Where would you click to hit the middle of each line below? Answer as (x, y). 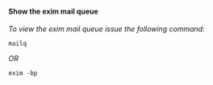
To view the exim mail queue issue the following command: (106, 29)
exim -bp (23, 73)
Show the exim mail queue (53, 11)
